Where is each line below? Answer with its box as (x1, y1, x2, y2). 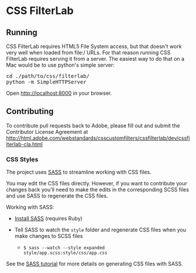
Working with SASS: (6, 203, 54, 211)
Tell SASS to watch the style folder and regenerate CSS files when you (14, 226, 186, 233)
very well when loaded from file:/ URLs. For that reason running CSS (6, 49, 171, 56)
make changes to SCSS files (14, 233, 83, 240)
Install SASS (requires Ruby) (14, 215, 83, 222)
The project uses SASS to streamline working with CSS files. (6, 168, 152, 176)
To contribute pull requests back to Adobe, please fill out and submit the (6, 122, 180, 129)
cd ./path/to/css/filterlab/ (6, 73, 90, 80)
